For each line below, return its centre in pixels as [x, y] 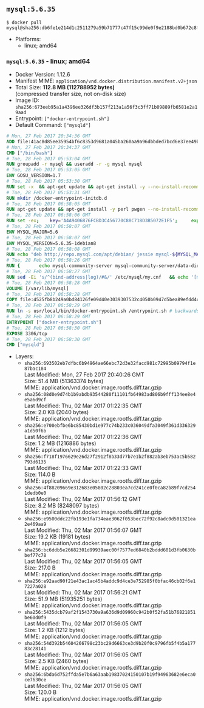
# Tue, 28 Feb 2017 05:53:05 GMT [49, 170]
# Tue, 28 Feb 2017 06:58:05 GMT [49, 204]
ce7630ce [35, 680]
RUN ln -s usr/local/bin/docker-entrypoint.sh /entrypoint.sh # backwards [103, 311]
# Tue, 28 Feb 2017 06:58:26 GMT [49, 260]
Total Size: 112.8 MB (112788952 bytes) [65, 87]
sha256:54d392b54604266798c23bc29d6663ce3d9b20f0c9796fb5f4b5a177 [110, 644]
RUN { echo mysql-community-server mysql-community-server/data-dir [103, 266]
